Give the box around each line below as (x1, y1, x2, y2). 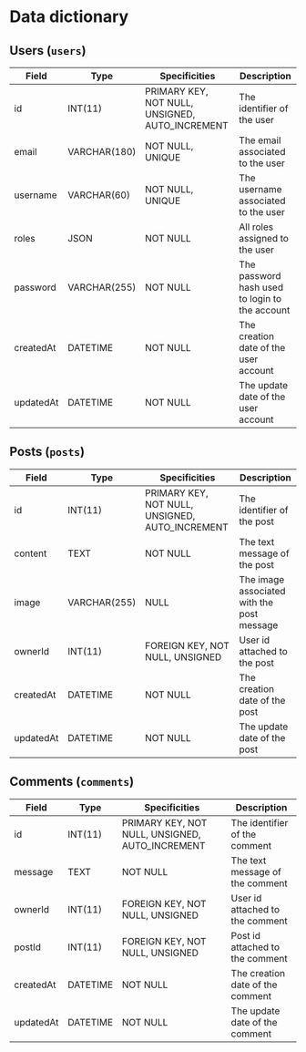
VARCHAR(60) (67, 189, 130, 201)
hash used (239, 281, 284, 294)
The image (239, 572, 285, 585)
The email (239, 134, 281, 147)
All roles (239, 221, 274, 233)
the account (239, 304, 291, 316)
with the (239, 595, 274, 608)
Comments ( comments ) (9, 774, 135, 789)
